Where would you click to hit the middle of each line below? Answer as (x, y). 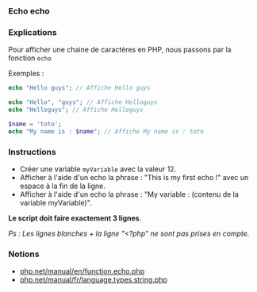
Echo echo (29, 11)
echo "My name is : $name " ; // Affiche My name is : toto (106, 131)
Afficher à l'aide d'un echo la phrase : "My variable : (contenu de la (129, 194)
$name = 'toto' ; (35, 124)
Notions (24, 254)
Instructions (33, 152)
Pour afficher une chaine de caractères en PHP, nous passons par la (120, 50)
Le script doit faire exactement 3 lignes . (75, 218)
